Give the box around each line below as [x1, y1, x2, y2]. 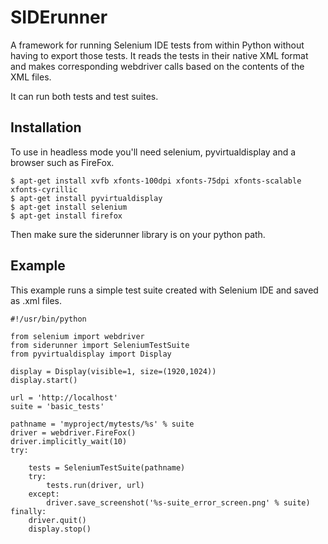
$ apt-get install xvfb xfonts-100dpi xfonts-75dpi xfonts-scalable [10, 176, 302, 186]
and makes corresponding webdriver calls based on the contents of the [10, 60, 305, 72]
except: [28, 489, 60, 499]
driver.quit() [28, 515, 87, 525]
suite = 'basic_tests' [10, 401, 105, 411]
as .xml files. [10, 294, 63, 306]
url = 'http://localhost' [10, 392, 118, 403]
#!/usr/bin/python [10, 314, 87, 324]
